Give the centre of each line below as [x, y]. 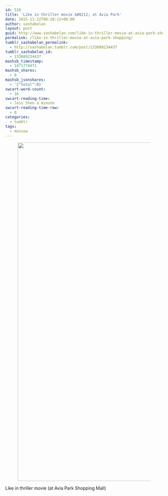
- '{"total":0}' [26, 84]
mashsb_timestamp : [24, 61]
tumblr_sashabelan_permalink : [37, 43]
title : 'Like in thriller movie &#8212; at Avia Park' [63, 15]
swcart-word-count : [25, 89]
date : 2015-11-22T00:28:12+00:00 [40, 19]
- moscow [19, 131]
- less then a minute [32, 103]
